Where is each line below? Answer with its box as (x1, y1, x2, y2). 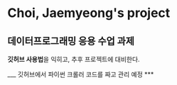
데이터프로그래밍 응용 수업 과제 (7, 35, 135, 47)
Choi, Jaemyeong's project (7, 5, 171, 21)
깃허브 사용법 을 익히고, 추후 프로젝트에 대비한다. (7, 55, 140, 63)
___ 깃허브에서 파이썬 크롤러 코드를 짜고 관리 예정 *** (7, 70, 154, 79)
